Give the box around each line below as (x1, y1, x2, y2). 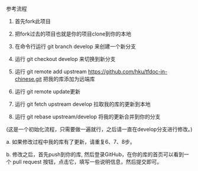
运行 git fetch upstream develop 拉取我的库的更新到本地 (14, 101, 151, 108)
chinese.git (14, 76, 43, 82)
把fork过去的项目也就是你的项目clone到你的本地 (14, 30, 132, 37)
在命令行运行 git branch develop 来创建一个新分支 (14, 43, 136, 50)
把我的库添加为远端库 (43, 76, 95, 82)
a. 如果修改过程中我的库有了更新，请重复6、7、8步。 (6, 138, 136, 145)
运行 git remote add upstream (14, 68, 87, 75)
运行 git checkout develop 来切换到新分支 (14, 56, 116, 62)
